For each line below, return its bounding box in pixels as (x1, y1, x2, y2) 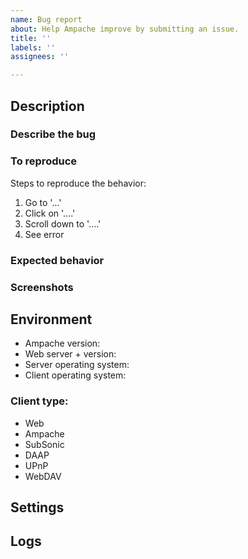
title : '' (10, 33, 52, 43)
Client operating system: (24, 369, 127, 381)
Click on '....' (24, 207, 76, 219)
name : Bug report (10, 14, 83, 25)
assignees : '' (10, 52, 70, 62)
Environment (10, 311, 93, 328)
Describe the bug (10, 127, 97, 141)
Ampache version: (24, 337, 101, 350)
